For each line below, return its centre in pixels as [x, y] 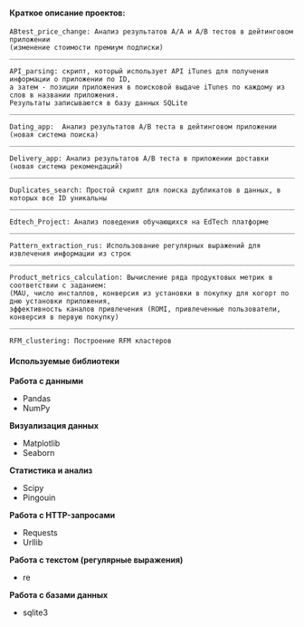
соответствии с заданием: [58, 285]
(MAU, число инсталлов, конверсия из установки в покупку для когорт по [149, 294]
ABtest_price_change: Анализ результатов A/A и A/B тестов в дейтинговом [152, 32]
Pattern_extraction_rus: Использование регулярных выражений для [135, 246]
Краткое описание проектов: [67, 13]
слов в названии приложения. [64, 95]
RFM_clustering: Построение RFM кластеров [90, 341]
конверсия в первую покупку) [64, 317]
